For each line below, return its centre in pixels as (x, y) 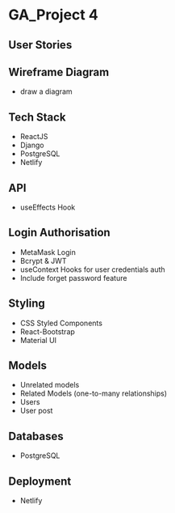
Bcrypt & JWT (43, 261)
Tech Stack (37, 117)
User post (36, 411)
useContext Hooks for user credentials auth (92, 269)
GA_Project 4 (53, 15)
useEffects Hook (48, 207)
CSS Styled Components (61, 323)
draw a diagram (46, 91)
